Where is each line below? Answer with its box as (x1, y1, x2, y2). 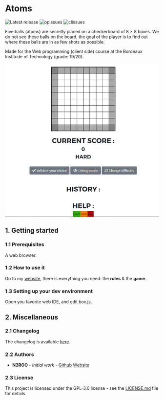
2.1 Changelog (5, 328, 40, 334)
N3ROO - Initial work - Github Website (12, 362, 89, 368)
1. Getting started (5, 226, 59, 235)
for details (5, 391, 25, 397)
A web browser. (5, 252, 37, 258)
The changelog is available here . (5, 338, 71, 345)
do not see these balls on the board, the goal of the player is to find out (5, 34, 148, 40)
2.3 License (5, 375, 33, 381)
